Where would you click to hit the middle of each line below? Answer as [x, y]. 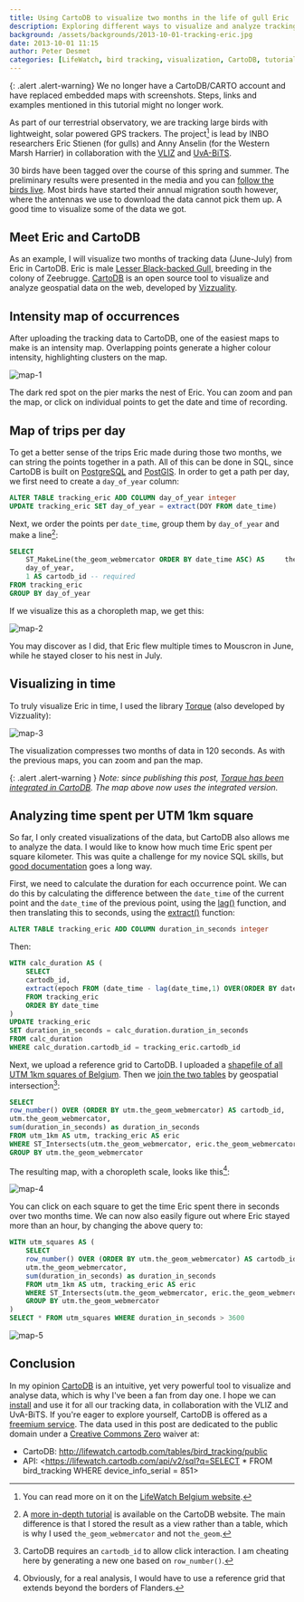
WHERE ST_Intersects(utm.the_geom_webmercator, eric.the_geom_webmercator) [155, 1144]
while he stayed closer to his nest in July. [86, 655]
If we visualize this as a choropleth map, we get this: [107, 610]
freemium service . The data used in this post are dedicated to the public [144, 1424]
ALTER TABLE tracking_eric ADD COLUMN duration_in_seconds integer [139, 929]
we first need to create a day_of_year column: [94, 482]
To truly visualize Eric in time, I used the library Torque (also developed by [147, 705]
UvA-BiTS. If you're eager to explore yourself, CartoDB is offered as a [138, 1415]
